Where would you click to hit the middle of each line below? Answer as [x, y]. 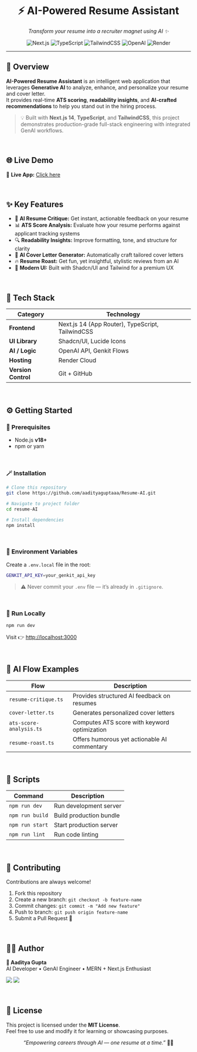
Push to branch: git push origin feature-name [71, 912]
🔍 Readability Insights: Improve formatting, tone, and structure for [96, 240]
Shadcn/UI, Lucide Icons [92, 341]
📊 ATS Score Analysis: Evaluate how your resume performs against [97, 225]
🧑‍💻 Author [25, 948]
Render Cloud [77, 360]
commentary [90, 746]
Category [31, 314]
